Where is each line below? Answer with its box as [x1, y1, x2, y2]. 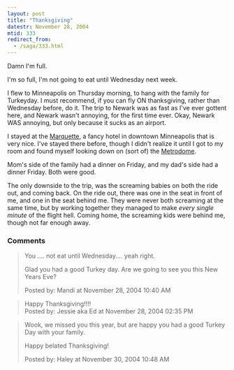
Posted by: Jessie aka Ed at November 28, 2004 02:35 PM [24, 307, 193, 316]
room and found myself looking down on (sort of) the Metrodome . [7, 147, 197, 155]
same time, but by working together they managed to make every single [7, 204, 214, 212]
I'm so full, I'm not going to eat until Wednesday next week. [7, 75, 178, 84]
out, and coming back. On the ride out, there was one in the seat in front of [7, 189, 223, 197]
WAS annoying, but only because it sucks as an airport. [7, 119, 166, 126]
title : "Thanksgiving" [7, 17, 73, 24]
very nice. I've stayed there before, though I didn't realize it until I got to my [7, 140, 224, 147]
